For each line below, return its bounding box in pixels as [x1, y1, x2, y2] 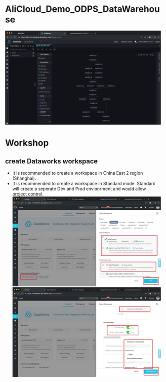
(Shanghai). [12, 175, 36, 181]
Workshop [5, 137, 49, 149]
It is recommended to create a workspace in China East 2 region [12, 170, 143, 176]
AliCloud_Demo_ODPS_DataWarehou [5, 3, 160, 15]
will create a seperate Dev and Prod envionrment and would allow [12, 186, 146, 192]
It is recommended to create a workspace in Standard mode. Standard [12, 181, 156, 187]
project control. [12, 191, 43, 197]
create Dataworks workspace [5, 157, 98, 165]
